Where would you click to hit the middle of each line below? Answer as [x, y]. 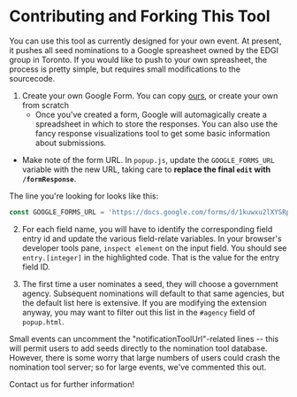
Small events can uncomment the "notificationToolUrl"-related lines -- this [144, 339]
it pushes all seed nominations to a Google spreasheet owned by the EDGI [144, 50]
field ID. [36, 267]
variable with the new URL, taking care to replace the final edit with [146, 169]
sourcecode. [32, 78]
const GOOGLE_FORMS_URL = [57, 212]
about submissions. [71, 143]
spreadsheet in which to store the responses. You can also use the [156, 124]
